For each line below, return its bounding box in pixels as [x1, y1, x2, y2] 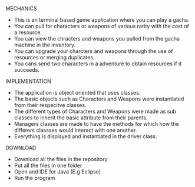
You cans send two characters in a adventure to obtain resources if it [14, 60, 182, 67]
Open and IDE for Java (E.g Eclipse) [14, 168, 101, 175]
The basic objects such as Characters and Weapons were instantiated [14, 95, 184, 102]
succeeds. [14, 66, 39, 73]
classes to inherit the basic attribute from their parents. [14, 114, 148, 121]
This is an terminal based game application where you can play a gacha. [14, 16, 190, 23]
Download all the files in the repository [14, 156, 108, 162]
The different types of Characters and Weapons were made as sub [14, 108, 176, 115]
